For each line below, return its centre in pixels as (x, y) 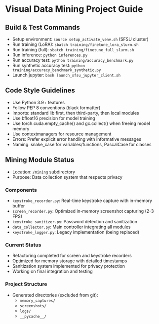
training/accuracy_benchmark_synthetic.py (57, 70)
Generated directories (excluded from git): (55, 295)
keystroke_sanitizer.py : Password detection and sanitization (75, 221)
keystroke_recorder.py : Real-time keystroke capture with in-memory (82, 201)
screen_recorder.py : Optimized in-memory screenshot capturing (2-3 (83, 211)
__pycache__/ (33, 316)
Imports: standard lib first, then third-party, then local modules (76, 113)
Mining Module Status (40, 160)
